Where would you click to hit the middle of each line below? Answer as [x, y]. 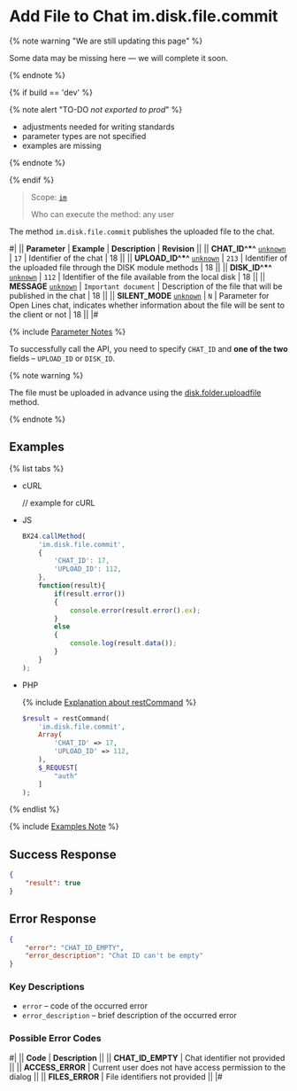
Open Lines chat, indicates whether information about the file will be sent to [147, 305]
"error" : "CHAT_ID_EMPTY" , [75, 947]
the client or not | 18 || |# [54, 314]
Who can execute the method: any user [103, 214]
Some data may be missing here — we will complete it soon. [118, 58]
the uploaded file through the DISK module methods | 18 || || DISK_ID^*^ [141, 267]
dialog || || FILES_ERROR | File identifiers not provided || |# [116, 1076]
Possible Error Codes [55, 1039]
